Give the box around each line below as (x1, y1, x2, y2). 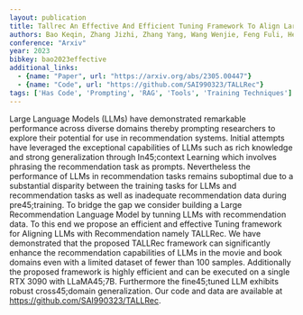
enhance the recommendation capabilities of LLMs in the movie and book (9, 247, 282, 257)
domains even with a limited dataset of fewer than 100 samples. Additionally (9, 256, 291, 267)
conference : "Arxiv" (9, 38, 87, 48)
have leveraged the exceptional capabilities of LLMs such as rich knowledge (9, 141, 293, 153)
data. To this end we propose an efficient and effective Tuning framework (9, 218, 282, 229)
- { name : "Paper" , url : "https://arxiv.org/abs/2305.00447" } (17, 72, 252, 81)
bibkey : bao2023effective (9, 55, 106, 64)
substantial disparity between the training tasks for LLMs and (9, 180, 237, 191)
